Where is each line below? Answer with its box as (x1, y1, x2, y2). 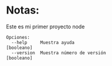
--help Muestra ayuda (11, 39, 75, 45)
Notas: (6, 4, 40, 17)
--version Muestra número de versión (11, 49, 107, 56)
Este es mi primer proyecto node (6, 23, 85, 30)
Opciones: (6, 34, 30, 40)
